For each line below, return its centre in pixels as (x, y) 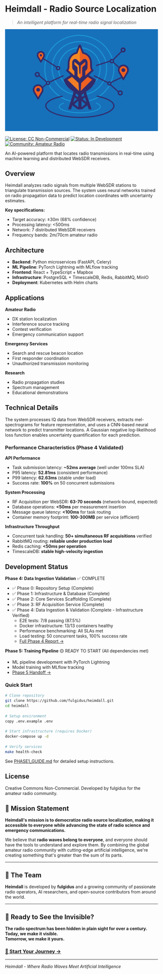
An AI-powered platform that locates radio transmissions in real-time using (80, 153)
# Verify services (24, 747)
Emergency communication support (48, 334)
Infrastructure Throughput (32, 527)
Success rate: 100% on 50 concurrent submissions (63, 483)
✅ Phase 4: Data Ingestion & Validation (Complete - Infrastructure (77, 610)
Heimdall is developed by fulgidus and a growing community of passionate (81, 887)
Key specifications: (25, 210)
